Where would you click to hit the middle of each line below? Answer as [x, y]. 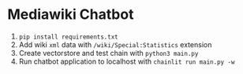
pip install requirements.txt [69, 37]
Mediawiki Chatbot [71, 15]
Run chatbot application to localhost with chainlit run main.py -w [127, 61]
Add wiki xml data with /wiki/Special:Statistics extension [115, 44]
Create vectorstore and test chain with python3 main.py [108, 53]
